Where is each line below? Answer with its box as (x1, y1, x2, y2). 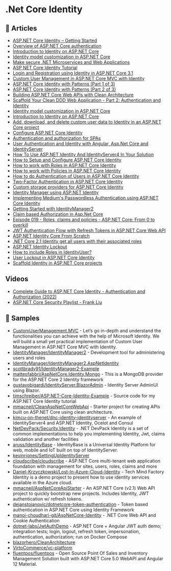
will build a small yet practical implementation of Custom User (12, 338, 143, 344)
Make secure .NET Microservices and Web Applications (12, 59, 130, 65)
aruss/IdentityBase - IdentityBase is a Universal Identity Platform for (12, 441, 156, 447)
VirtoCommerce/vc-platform (12, 544, 72, 551)
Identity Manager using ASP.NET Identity (12, 189, 99, 195)
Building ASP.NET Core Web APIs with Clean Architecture (12, 92, 134, 98)
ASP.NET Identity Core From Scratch (12, 233, 90, 239)
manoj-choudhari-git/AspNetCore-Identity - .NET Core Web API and (12, 512, 157, 518)
